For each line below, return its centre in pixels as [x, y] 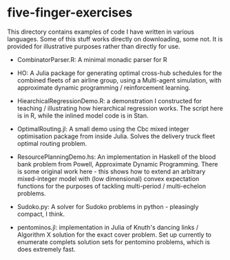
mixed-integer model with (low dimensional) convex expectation [108, 178]
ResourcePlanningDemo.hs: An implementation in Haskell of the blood [116, 157]
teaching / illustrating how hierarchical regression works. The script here [120, 108]
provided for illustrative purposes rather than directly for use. [94, 46]
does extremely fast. [46, 249]
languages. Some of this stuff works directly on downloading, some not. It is [115, 39]
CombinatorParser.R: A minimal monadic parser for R [92, 59]
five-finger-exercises [70, 13]
